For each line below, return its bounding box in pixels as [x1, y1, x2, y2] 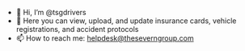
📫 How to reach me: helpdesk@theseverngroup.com [15, 33, 194, 43]
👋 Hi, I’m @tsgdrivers [15, 8, 87, 17]
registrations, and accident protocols [15, 25, 139, 33]
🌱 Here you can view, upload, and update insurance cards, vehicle [15, 16, 237, 25]
